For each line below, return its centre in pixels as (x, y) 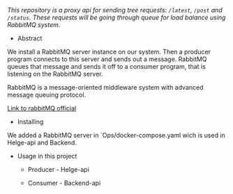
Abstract (30, 38)
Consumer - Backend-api (64, 183)
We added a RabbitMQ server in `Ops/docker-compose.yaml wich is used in (116, 135)
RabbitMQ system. (34, 25)
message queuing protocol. (46, 95)
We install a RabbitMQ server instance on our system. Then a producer (109, 52)
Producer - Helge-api (58, 169)
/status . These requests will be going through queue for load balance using (116, 17)
